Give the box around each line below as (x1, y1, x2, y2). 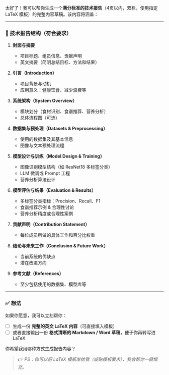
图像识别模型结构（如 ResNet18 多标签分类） (20, 164, 113, 170)
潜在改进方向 (20, 260, 47, 266)
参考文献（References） (12, 271, 64, 277)
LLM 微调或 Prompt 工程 (20, 170, 70, 176)
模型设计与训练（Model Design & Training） (12, 153, 105, 159)
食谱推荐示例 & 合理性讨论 (20, 204, 74, 210)
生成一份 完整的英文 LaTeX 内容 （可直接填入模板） (12, 323, 117, 329)
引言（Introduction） (12, 70, 57, 76)
